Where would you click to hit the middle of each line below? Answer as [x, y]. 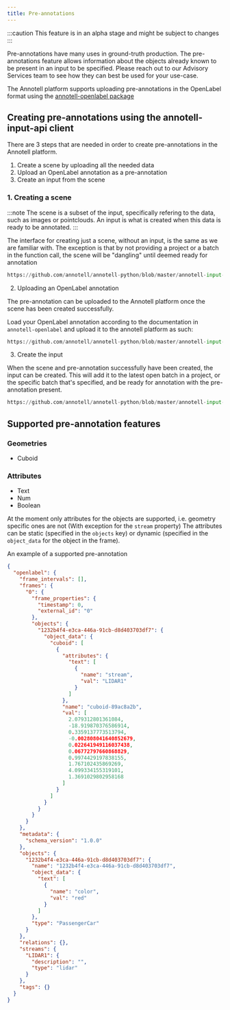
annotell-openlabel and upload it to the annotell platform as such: [100, 329]
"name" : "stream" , [107, 675]
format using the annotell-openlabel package [71, 96]
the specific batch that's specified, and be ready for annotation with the [108, 383]
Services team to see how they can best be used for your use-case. [103, 75]
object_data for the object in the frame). [64, 541]
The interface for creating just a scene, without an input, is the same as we [112, 240]
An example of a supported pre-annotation [67, 554]
